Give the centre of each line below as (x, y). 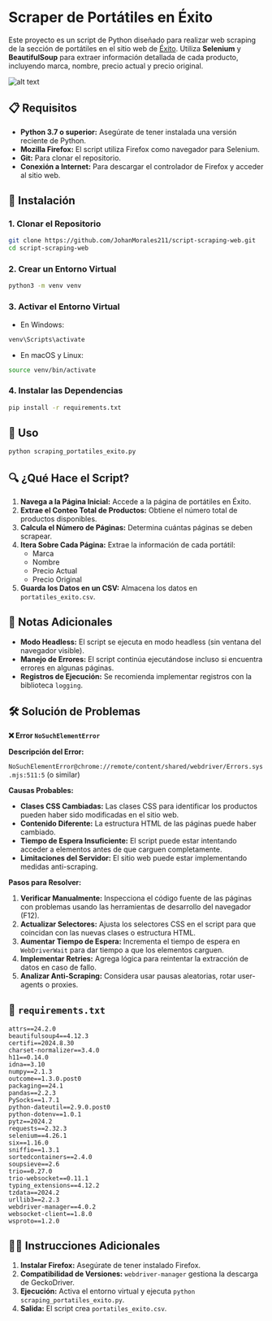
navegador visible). (52, 650)
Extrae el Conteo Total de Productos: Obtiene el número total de (129, 510)
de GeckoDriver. (47, 1283)
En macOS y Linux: (52, 355)
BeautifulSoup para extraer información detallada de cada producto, (123, 57)
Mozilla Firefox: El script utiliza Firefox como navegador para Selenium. (140, 149)
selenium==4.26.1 (38, 1136)
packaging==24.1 (36, 1086)
